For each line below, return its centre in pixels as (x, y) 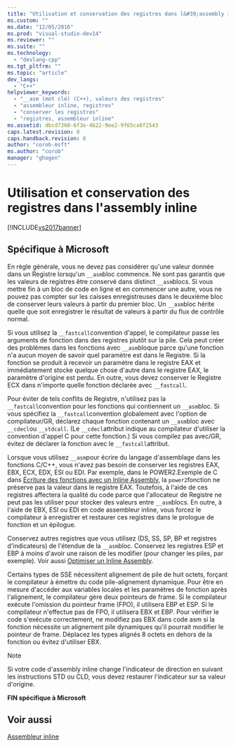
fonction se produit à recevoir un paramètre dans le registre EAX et (104, 362)
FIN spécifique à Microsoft (47, 698)
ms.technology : (29, 54)
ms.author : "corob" (36, 152)
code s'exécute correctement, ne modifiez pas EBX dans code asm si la (111, 619)
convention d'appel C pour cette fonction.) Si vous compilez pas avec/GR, (114, 436)
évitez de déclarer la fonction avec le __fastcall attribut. (88, 443)
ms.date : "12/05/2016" (40, 27)
